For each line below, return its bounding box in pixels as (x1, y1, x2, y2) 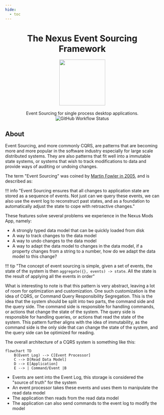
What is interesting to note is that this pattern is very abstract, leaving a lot (5, 283, 155, 289)
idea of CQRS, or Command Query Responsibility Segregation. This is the (5, 293, 153, 299)
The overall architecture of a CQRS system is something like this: (5, 339, 136, 345)
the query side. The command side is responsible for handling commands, (5, 304, 155, 310)
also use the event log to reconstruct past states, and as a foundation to (5, 198, 150, 204)
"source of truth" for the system (12, 380, 77, 386)
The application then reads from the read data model (12, 395, 119, 401)
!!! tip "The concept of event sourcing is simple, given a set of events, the (5, 263, 153, 269)
